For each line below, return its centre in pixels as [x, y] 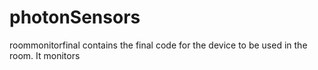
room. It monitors [45, 55]
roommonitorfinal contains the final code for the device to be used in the [158, 45]
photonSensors [75, 17]
